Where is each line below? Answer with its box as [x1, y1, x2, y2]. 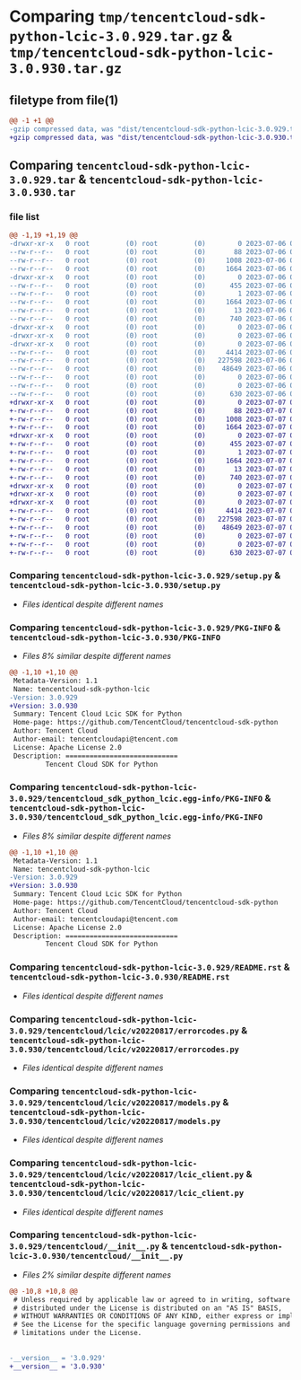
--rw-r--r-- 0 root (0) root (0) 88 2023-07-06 [9, 248, 287, 257]
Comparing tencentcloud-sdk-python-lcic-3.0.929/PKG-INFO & [9, 621, 281, 634]
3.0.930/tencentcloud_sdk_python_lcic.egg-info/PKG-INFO [9, 813, 263, 822]
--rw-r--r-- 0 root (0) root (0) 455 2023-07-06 [9, 281, 287, 290]
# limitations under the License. [13, 1329, 142, 1338]
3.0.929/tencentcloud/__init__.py [9, 1242, 159, 1252]
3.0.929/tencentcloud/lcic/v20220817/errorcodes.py [9, 1025, 240, 1036]
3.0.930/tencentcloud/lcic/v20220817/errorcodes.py [9, 1044, 240, 1054]
